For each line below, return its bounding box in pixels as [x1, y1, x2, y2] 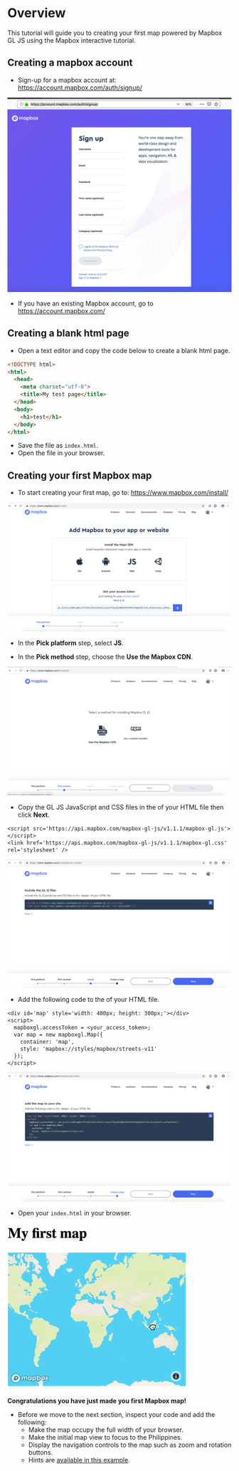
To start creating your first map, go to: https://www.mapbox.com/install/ [17, 488, 229, 497]
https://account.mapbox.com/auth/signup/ [17, 83, 143, 92]
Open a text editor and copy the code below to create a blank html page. [17, 346, 230, 355]
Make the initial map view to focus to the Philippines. [28, 1433, 183, 1442]
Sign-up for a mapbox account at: [17, 75, 117, 84]
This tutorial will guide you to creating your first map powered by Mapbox [7, 28, 223, 37]
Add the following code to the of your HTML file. [17, 995, 160, 1003]
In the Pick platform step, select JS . [17, 639, 124, 647]
